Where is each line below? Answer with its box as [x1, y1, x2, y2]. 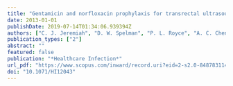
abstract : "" [7, 42, 45, 49]
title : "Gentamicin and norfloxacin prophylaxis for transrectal [7, 10, 200, 17]
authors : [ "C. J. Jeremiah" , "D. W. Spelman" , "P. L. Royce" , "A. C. [7, 29, 213, 37]
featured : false [7, 49, 54, 56]
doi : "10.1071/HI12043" [7, 68, 76, 75]
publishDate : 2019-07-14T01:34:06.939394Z [7, 23, 132, 30]
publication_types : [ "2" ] [7, 36, 82, 43]
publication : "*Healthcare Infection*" [7, 55, 123, 62]
